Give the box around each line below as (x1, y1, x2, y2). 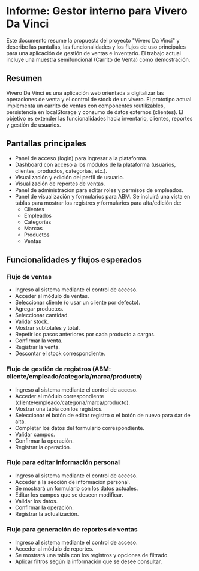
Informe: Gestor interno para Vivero (6, 4, 188, 18)
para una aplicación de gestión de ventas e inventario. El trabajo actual (6, 49, 182, 56)
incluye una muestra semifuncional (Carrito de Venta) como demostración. (6, 56, 191, 63)
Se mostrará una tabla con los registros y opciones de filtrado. (14, 552, 169, 559)
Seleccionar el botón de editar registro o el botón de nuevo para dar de (14, 411, 191, 419)
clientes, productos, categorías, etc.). (14, 167, 108, 175)
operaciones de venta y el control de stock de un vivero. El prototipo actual (6, 95, 192, 103)
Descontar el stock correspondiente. (14, 350, 105, 357)
